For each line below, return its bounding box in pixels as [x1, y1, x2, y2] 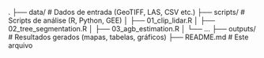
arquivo [8, 41, 33, 50]
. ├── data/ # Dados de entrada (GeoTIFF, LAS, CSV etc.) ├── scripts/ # [8, 8, 245, 16]
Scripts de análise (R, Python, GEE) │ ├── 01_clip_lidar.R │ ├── [8, 16, 216, 25]
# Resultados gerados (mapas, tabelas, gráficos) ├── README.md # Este [8, 32, 249, 42]
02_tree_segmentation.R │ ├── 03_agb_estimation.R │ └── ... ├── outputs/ [8, 24, 257, 33]
